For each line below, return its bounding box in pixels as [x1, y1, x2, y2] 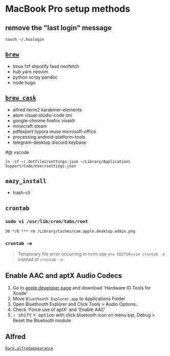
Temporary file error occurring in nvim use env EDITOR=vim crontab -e [17, 251, 165, 257]
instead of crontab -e [17, 256, 64, 262]
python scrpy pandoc [12, 74, 58, 80]
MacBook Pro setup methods [5, 3, 131, 15]
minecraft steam [12, 123, 47, 129]
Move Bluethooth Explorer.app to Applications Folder [12, 296, 126, 302]
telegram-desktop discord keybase [12, 139, 87, 145]
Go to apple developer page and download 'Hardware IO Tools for [12, 285, 151, 291]
